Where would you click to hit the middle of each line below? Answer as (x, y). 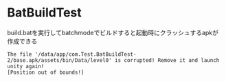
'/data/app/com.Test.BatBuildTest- (86, 54)
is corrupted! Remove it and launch (167, 60)
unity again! (26, 66)
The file (20, 54)
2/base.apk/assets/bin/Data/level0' (59, 60)
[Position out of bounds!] (46, 72)
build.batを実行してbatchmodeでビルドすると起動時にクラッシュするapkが (113, 32)
